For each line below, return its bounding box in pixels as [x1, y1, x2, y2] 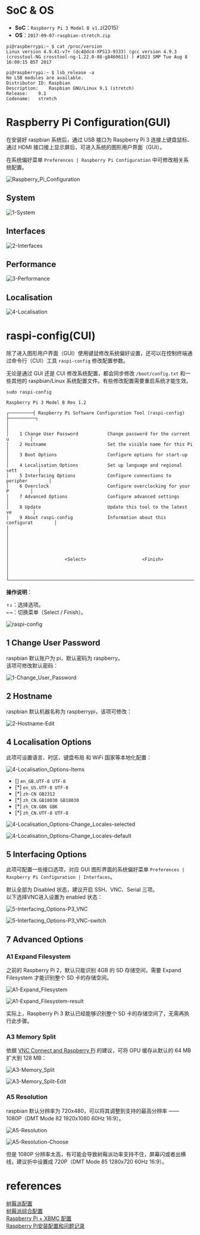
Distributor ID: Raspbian [6, 80, 70, 86]
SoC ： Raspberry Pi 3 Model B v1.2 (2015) [14, 24, 118, 31]
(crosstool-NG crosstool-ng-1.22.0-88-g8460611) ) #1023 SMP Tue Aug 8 [6, 54, 187, 60]
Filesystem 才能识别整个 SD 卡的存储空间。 [6, 974, 112, 981]
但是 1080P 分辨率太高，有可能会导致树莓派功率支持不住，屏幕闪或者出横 [6, 1150, 186, 1157]
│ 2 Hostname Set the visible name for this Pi [6, 441, 193, 448]
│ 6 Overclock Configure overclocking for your [6, 483, 190, 490]
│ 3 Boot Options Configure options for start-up [6, 452, 187, 458]
